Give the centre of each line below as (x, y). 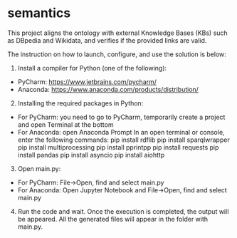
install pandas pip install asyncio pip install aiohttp (91, 155)
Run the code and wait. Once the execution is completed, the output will (123, 211)
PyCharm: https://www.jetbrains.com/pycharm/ (87, 82)
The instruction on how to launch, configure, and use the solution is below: (117, 54)
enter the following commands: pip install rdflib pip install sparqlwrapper (123, 140)
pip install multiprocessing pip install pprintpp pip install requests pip (118, 147)
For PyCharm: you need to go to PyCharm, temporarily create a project (121, 117)
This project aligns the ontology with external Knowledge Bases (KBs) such (117, 33)
